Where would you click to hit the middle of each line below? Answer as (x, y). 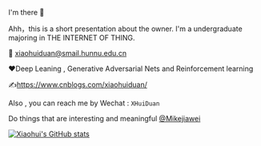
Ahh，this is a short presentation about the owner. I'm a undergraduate (125, 29)
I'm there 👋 (26, 12)
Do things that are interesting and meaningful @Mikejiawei (104, 118)
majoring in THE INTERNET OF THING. (72, 37)
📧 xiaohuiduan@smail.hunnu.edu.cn (67, 53)
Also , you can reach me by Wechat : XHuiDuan (84, 103)
